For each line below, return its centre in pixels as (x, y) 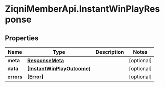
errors (15, 77)
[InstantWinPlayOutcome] (59, 69)
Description (110, 52)
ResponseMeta (46, 61)
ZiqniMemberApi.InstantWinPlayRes (83, 9)
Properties (22, 38)
